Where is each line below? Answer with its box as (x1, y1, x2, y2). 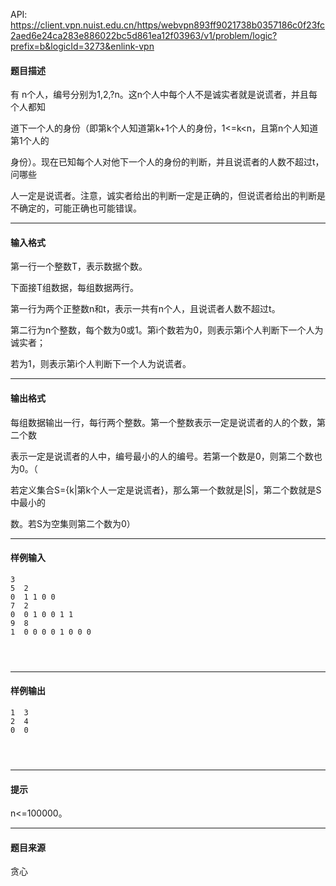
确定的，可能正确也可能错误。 (18, 202, 142, 214)
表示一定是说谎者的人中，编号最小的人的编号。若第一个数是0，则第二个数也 (10, 450, 323, 462)
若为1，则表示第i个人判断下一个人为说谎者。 (10, 358, 192, 370)
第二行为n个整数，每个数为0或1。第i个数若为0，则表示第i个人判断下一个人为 (10, 324, 324, 336)
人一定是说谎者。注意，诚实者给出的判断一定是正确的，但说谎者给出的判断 (10, 190, 317, 202)
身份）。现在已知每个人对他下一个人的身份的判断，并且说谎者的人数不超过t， (10, 156, 325, 168)
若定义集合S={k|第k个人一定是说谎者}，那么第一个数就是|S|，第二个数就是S (10, 484, 322, 496)
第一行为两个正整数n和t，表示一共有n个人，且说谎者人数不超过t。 (10, 303, 281, 315)
